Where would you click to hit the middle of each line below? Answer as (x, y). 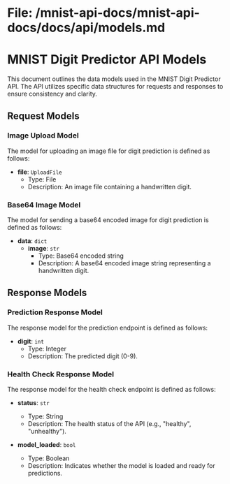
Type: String (45, 416)
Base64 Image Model (44, 205)
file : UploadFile (39, 172)
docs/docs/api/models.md (86, 28)
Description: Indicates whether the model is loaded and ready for (121, 466)
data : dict (32, 241)
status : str (34, 403)
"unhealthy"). (47, 432)
